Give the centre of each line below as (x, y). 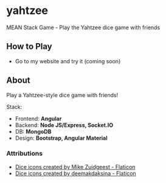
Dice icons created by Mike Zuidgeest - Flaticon (75, 167)
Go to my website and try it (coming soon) (68, 61)
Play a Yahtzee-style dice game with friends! (62, 95)
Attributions (25, 154)
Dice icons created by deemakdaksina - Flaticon (76, 173)
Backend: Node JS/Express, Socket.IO (64, 125)
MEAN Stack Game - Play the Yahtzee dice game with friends (83, 27)
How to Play (29, 47)
